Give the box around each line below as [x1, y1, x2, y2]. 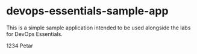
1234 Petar [6, 42, 33, 49]
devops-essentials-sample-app [6, 4, 169, 18]
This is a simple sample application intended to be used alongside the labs [6, 24, 191, 31]
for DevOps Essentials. [6, 30, 63, 37]
